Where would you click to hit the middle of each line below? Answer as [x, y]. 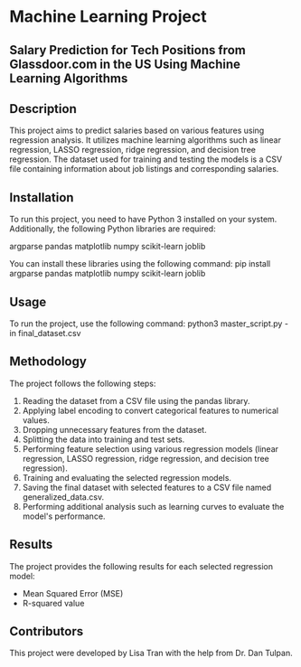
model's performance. [64, 516]
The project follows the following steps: [83, 383]
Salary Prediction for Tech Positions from [127, 50]
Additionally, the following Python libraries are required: [113, 229]
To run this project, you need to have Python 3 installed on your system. [143, 220]
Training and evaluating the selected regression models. [127, 477]
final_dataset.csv [49, 333]
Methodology [48, 362]
